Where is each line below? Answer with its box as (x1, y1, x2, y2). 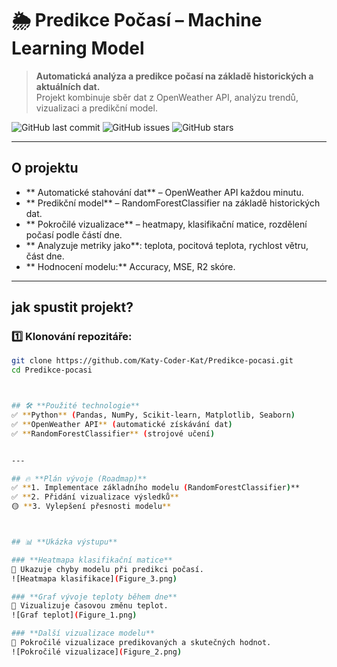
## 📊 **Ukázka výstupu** (11, 537, 118, 547)
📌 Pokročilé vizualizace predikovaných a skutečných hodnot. (11, 638, 272, 648)
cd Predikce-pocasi (11, 365, 93, 376)
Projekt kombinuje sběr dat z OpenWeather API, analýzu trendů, (35, 91, 299, 103)
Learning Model (11, 37, 145, 60)
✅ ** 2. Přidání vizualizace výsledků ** (11, 492, 179, 502)
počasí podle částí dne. (25, 228, 123, 241)
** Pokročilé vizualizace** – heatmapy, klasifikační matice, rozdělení (25, 218, 308, 230)
